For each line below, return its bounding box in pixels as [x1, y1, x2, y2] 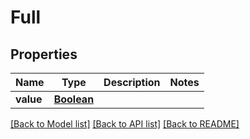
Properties [10, 46, 78, 63]
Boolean [53, 92, 95, 106]
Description [103, 76, 161, 89]
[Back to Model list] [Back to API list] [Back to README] [10, 118, 240, 130]
